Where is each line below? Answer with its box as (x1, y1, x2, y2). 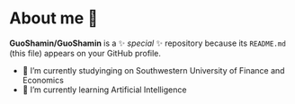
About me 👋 (9, 8, 99, 29)
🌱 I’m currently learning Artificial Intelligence (22, 84, 187, 95)
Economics (22, 74, 65, 85)
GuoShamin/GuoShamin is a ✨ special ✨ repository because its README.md (9, 38, 286, 48)
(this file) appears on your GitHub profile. (9, 48, 162, 58)
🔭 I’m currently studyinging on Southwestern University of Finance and (22, 65, 285, 75)
